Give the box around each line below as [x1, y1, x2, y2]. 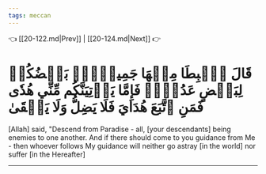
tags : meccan [8, 11, 51, 20]
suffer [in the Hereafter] [8, 149, 85, 159]
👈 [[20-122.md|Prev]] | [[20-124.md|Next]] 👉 [8, 33, 161, 43]
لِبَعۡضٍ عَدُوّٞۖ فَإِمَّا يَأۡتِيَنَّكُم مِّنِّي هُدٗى [8, 81, 243, 99]
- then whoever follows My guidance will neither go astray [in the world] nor [8, 141, 256, 150]
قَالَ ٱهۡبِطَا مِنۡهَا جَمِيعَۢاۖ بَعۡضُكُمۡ [8, 64, 252, 82]
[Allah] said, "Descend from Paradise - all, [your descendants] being [8, 124, 231, 134]
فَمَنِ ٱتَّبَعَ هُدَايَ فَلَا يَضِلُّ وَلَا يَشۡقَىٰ [8, 98, 204, 115]
